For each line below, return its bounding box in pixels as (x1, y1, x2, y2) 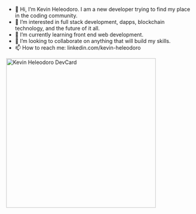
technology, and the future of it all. (14, 25, 100, 32)
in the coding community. (14, 12, 78, 19)
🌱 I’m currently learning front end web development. (14, 31, 143, 38)
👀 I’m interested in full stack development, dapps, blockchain (14, 19, 165, 25)
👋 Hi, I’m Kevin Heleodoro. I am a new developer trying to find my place (14, 6, 191, 13)
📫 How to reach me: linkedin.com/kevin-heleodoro (14, 44, 141, 51)
